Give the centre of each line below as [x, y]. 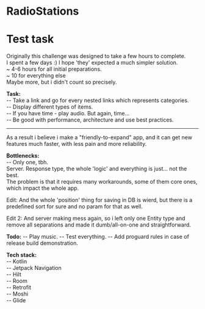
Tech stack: [22, 255]
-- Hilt [14, 274]
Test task [30, 39]
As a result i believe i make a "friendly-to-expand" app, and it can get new [99, 137]
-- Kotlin [17, 261]
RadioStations [43, 11]
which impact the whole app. [43, 188]
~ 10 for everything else [36, 76]
